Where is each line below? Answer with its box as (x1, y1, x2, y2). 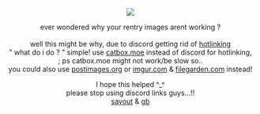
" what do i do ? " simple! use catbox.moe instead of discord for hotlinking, (9, 47, 252, 57)
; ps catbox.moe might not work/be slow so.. (58, 56, 203, 65)
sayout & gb (111, 97, 150, 106)
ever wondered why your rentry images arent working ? (40, 22, 221, 32)
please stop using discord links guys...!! (66, 88, 195, 97)
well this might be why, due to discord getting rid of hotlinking (29, 40, 232, 48)
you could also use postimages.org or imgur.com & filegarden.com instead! (8, 64, 253, 74)
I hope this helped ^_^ (96, 80, 165, 89)
